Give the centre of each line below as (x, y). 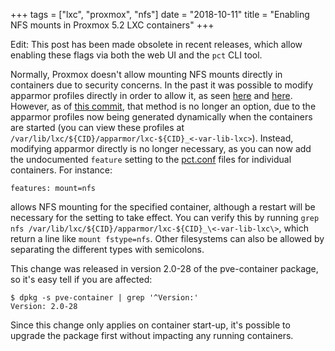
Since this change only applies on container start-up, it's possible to (150, 325)
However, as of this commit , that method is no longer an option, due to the (163, 106)
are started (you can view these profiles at (97, 127)
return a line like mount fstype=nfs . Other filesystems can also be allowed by (167, 238)
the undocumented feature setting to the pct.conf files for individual (151, 159)
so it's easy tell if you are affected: (81, 279)
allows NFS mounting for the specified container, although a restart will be (163, 207)
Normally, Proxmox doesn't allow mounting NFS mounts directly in (146, 74)
